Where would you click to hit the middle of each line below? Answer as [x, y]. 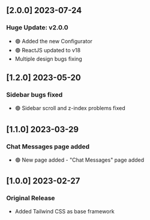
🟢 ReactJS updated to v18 [48, 50]
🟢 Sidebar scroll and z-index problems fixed [70, 108]
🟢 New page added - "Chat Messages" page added [79, 160]
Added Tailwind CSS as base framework [65, 211]
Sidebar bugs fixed [34, 95]
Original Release [31, 198]
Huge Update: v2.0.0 [37, 28]
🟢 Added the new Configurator [54, 41]
